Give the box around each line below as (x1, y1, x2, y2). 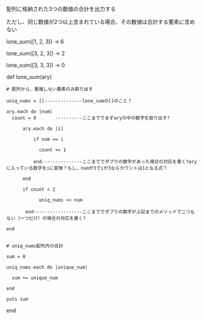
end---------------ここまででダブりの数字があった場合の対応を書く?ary (33, 159, 197, 165)
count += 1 (38, 147, 67, 153)
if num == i (33, 136, 64, 142)
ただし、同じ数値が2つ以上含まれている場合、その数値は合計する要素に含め (6, 18, 196, 26)
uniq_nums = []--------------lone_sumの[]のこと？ (6, 98, 132, 104)
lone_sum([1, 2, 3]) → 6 (6, 38, 64, 45)
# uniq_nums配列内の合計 (6, 243, 64, 249)
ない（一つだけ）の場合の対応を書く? (6, 215, 86, 221)
